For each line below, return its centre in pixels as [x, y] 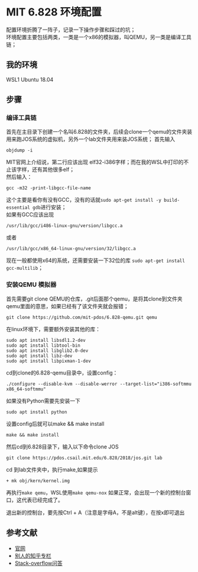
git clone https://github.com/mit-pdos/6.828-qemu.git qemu [82, 317]
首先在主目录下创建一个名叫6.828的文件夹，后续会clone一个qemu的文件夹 [97, 132]
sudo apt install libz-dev [39, 356]
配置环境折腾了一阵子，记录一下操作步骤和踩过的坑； [71, 30]
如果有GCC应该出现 [30, 215]
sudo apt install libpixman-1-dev [49, 361]
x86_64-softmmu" [26, 389]
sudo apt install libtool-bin [43, 345]
